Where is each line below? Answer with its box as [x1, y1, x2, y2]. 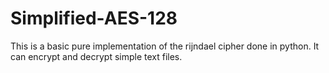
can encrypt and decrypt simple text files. [10, 50, 183, 62]
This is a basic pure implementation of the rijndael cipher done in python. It [10, 40, 320, 52]
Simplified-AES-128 [10, 7, 178, 30]
